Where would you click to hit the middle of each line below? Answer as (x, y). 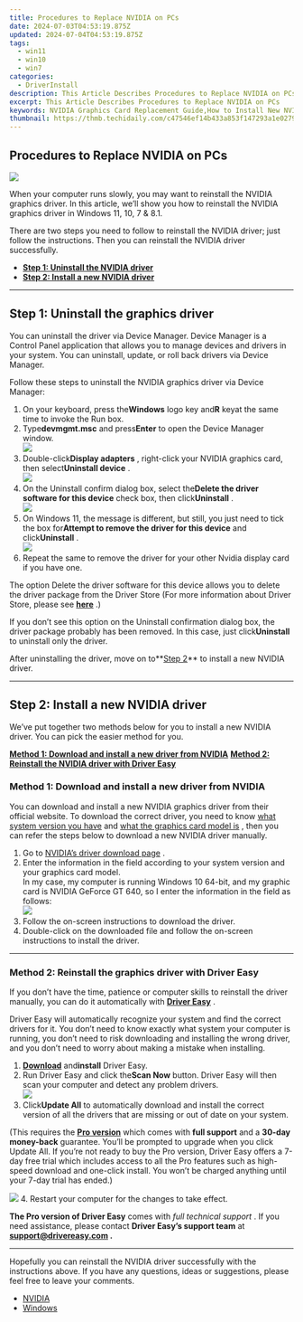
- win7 (30, 69)
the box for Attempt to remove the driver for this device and (134, 528)
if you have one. (52, 567)
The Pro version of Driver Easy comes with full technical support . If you (144, 1216)
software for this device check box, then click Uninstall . (128, 497)
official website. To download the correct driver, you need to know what (143, 816)
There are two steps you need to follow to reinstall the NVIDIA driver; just (145, 231)
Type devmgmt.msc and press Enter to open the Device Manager (143, 428)
